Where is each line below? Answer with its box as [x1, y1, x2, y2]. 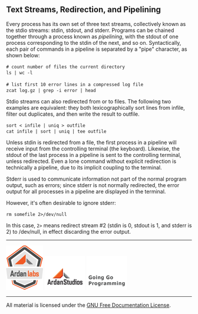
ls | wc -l [6, 70, 33, 76]
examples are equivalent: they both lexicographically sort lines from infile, [6, 104, 186, 111]
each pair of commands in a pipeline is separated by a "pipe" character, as [6, 45, 187, 53]
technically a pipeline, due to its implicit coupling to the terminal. [6, 163, 162, 171]
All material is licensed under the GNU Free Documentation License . [6, 301, 171, 309]
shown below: [6, 51, 40, 58]
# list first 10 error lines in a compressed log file [6, 81, 144, 87]
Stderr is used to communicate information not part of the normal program [6, 175, 187, 182]
